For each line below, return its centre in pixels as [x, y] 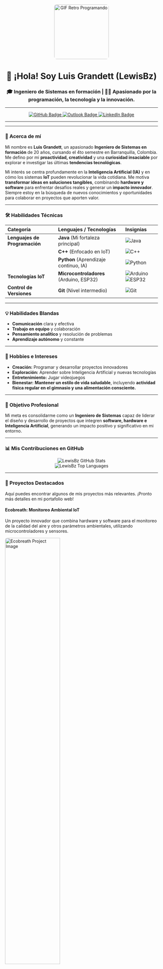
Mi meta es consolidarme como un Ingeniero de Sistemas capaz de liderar [80, 415]
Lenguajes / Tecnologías [87, 230]
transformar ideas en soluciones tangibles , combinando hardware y [74, 182]
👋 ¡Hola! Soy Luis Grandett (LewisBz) [81, 76]
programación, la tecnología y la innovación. [81, 100]
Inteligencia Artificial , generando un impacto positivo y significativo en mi [79, 425]
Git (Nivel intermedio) [83, 290]
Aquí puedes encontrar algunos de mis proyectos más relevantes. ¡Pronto [78, 493]
